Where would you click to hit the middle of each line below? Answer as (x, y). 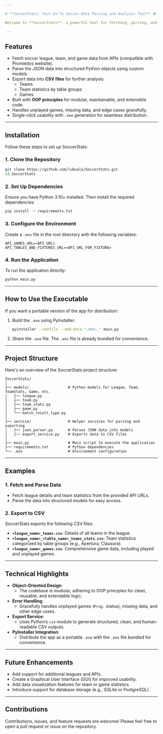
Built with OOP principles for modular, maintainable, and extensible (79, 100)
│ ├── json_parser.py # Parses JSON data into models (69, 430)
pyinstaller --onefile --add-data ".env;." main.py (65, 329)
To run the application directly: (36, 270)
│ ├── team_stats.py (28, 405)
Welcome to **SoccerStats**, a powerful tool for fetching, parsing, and (81, 22)
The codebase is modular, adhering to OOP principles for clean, (83, 591)
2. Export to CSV (25, 513)
